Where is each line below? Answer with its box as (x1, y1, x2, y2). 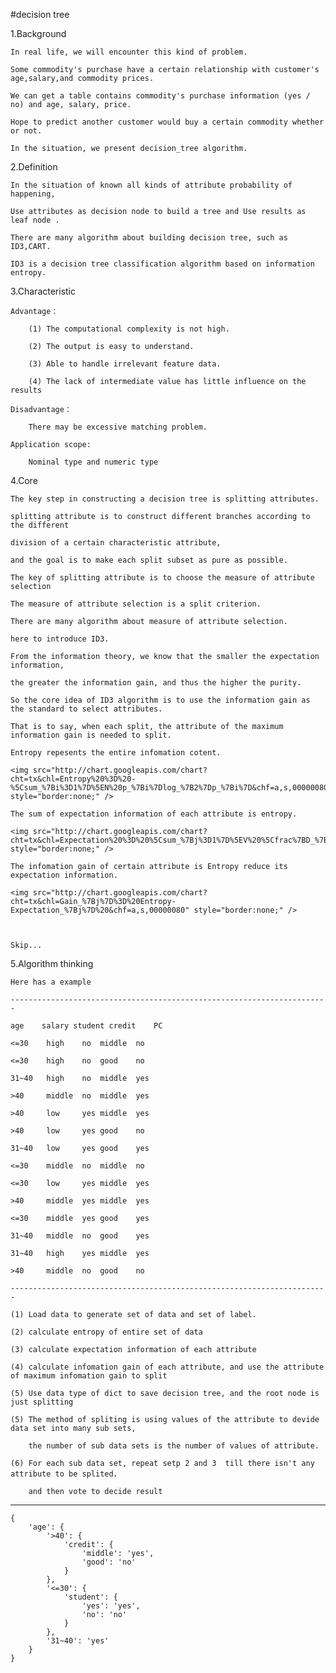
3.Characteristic (10, 285, 77, 297)
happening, (10, 189, 56, 199)
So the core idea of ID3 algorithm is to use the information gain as (10, 695, 311, 705)
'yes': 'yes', (81, 1601, 141, 1611)
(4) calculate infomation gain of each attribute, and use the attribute (10, 1362, 325, 1372)
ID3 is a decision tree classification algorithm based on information (10, 259, 315, 269)
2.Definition (10, 161, 58, 173)
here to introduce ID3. (10, 634, 110, 644)
